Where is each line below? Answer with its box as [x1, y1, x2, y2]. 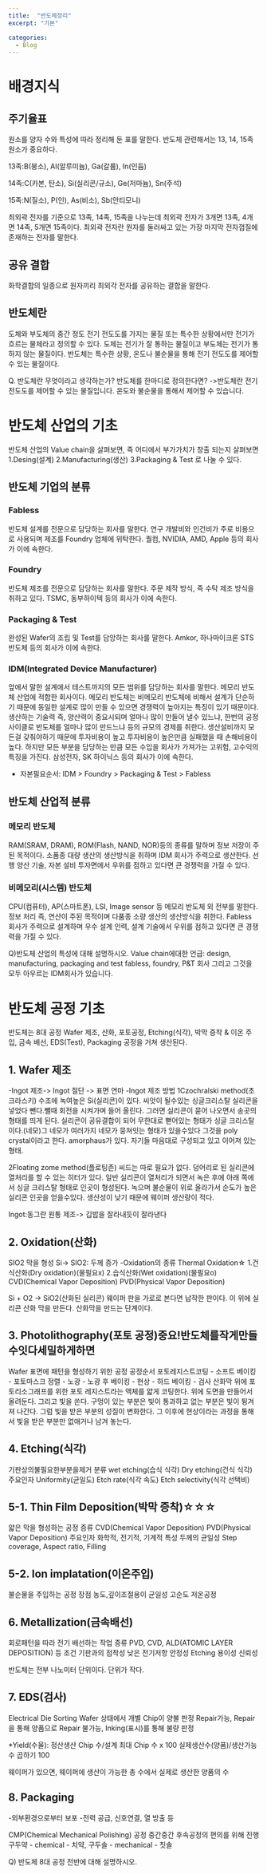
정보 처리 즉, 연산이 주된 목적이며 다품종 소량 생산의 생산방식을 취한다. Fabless [8, 911, 253, 922]
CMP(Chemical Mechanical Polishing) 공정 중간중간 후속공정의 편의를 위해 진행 [8, 1829, 260, 1840]
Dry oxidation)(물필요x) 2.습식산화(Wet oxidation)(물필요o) [29, 1267, 218, 1277]
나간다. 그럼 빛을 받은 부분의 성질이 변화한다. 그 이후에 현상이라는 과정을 [16, 1406, 240, 1416]
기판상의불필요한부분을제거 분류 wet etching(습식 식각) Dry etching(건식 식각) [8, 1465, 253, 1474]
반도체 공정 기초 [8, 999, 105, 1018]
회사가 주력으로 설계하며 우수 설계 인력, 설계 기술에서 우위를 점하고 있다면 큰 [8, 922, 245, 931]
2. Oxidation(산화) [8, 1235, 97, 1249]
